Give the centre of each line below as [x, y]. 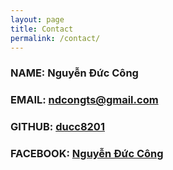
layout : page [37, 19]
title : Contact [42, 29]
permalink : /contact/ [55, 38]
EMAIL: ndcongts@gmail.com [84, 100]
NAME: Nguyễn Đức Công [74, 73]
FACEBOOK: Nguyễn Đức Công [87, 154]
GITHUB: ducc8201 [57, 127]
